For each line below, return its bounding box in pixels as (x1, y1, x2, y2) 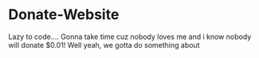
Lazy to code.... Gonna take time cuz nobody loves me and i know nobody (8, 32, 252, 41)
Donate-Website (8, 6, 120, 24)
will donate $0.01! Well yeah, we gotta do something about (8, 40, 200, 49)
